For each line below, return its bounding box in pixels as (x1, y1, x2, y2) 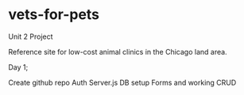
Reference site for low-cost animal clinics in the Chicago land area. (8, 47, 228, 56)
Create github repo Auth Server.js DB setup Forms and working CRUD (8, 78, 237, 87)
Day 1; (8, 62, 29, 72)
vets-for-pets (8, 6, 100, 24)
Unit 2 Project (8, 32, 53, 41)
